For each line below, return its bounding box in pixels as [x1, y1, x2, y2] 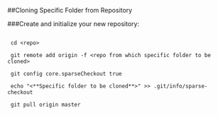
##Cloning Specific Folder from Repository [7, 6, 133, 14]
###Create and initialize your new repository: [7, 20, 140, 28]
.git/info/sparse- [153, 83, 208, 90]
